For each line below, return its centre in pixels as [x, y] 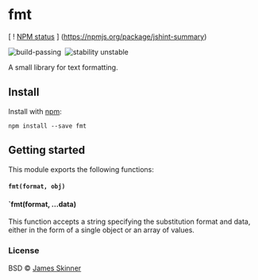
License [24, 251]
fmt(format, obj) [37, 187]
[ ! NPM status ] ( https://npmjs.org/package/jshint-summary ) [108, 36]
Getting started [47, 150]
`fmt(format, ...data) [42, 204]
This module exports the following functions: [81, 169]
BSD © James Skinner [45, 268]
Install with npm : [35, 111]
